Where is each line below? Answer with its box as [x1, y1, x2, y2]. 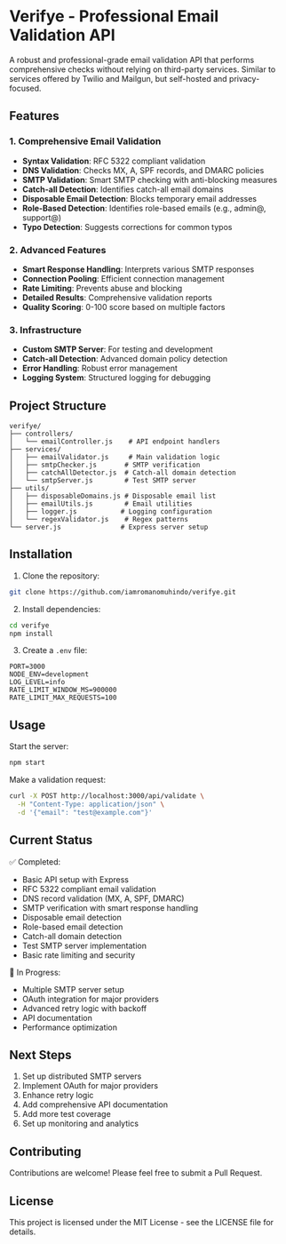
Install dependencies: [21, 603, 101, 614]
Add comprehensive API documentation [21, 1099, 169, 1110]
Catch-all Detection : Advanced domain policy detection [21, 354, 228, 364]
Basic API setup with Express [21, 873, 130, 885]
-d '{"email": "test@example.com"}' [17, 808, 153, 817]
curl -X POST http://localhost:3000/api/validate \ [9, 792, 204, 801]
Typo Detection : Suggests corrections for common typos [21, 221, 233, 232]
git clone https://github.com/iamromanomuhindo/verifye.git [9, 587, 237, 596]
